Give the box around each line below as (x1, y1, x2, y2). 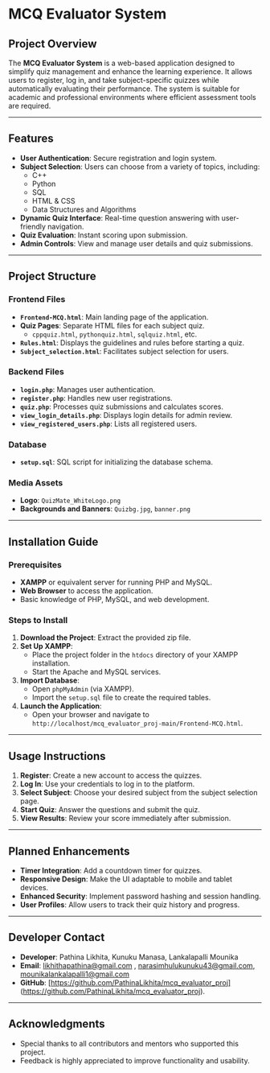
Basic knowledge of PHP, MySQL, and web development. (19, 595, 210, 605)
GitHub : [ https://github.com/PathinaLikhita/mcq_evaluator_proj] (19, 977, 231, 987)
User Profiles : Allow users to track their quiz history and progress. (19, 900, 240, 910)
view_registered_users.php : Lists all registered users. (19, 419, 198, 428)
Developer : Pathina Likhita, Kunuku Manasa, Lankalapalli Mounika (19, 951, 239, 962)
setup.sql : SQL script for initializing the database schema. (19, 457, 213, 467)
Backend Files (8, 366, 64, 378)
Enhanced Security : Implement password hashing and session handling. (19, 891, 261, 901)
